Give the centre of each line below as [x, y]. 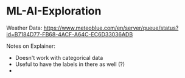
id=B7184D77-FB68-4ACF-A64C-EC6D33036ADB [70, 34]
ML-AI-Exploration [54, 11]
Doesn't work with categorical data [59, 57]
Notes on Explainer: [31, 46]
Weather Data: [24, 28]
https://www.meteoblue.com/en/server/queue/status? [111, 28]
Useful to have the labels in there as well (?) [70, 64]
